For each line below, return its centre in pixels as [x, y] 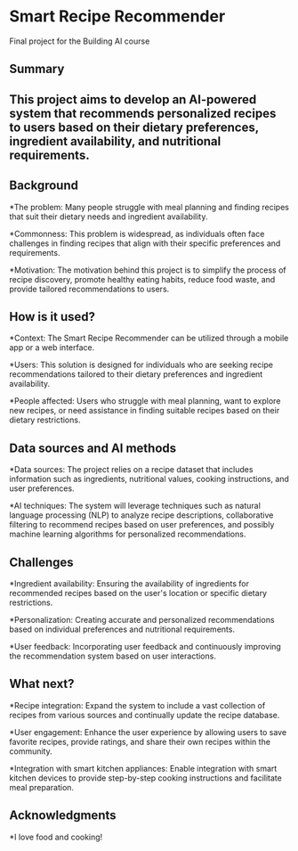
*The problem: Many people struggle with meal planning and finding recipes [149, 207]
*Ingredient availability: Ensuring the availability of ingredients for [129, 583]
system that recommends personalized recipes [143, 113]
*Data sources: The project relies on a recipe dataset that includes [131, 470]
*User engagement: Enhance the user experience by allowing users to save [148, 732]
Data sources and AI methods [93, 448]
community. [31, 751]
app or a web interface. [52, 348]
